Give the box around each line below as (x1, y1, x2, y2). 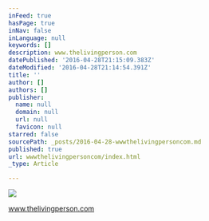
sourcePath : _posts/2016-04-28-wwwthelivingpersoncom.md (8, 137, 202, 146)
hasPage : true (8, 19, 56, 27)
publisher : (8, 93, 45, 101)
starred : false (8, 130, 59, 138)
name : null (15, 101, 52, 109)
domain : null (15, 109, 59, 116)
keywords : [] (8, 41, 52, 49)
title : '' (8, 71, 41, 79)
